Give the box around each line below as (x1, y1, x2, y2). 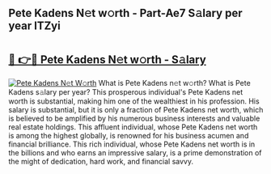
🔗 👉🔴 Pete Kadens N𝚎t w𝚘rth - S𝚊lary (8, 53, 206, 66)
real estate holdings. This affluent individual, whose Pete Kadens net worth (8, 122, 258, 132)
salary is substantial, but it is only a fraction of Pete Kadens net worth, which (8, 105, 264, 114)
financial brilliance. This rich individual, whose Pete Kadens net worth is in (8, 139, 256, 149)
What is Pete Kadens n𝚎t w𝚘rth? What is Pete (98, 79, 251, 87)
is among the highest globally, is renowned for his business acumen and (8, 131, 249, 140)
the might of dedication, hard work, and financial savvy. (8, 157, 194, 166)
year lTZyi (8, 19, 61, 33)
